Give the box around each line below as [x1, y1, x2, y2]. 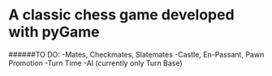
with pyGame [8, 23, 100, 41]
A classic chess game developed [8, 6, 235, 24]
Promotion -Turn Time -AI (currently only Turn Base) [8, 58, 183, 68]
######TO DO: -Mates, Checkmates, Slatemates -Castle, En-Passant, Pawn [8, 49, 265, 59]
